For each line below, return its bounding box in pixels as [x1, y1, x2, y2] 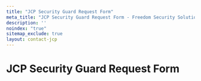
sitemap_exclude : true [6, 31, 63, 37]
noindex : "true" [6, 25, 47, 32]
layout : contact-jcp [6, 36, 58, 42]
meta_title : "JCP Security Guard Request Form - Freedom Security [6, 14, 175, 20]
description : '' [6, 20, 47, 26]
